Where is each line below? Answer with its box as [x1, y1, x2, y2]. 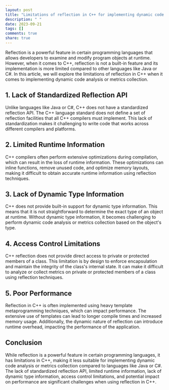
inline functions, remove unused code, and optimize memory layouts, [5, 165, 149, 171]
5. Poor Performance [5, 289, 72, 298]
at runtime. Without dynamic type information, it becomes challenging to [5, 214, 156, 220]
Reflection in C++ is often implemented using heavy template [5, 302, 133, 308]
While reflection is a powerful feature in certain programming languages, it [5, 352, 160, 358]
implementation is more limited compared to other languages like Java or [5, 65, 157, 71]
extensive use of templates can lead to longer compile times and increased [5, 313, 162, 319]
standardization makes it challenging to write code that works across [5, 120, 149, 126]
